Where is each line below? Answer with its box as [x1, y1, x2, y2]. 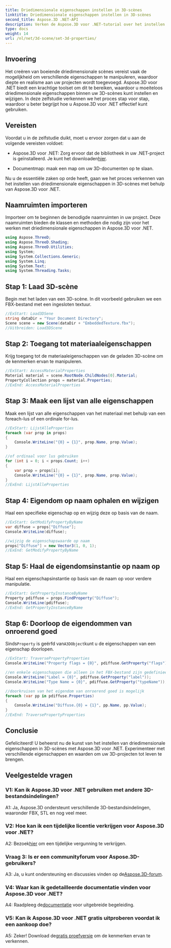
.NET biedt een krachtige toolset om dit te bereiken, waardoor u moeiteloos [5, 85, 163, 91]
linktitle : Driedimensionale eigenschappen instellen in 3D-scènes [5, 12, 152, 17]
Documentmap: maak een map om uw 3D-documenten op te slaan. [12, 165, 154, 171]
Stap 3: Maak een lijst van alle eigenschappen [5, 396, 154, 406]
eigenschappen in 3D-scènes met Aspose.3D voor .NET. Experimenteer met [5, 745, 165, 752]
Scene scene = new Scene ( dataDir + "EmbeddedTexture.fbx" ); [5, 320, 136, 326]
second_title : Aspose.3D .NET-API [5, 17, 79, 22]
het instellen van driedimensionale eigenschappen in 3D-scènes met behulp [5, 181, 165, 187]
